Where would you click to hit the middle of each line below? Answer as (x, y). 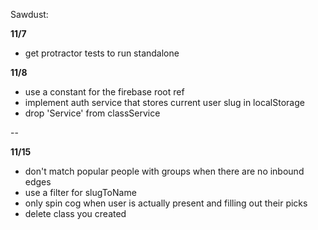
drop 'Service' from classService (92, 113)
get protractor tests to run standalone (102, 53)
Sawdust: (29, 14)
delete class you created (75, 213)
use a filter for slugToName (80, 192)
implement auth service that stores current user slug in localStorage (164, 102)
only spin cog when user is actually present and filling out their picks (166, 203)
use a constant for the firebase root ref (104, 92)
